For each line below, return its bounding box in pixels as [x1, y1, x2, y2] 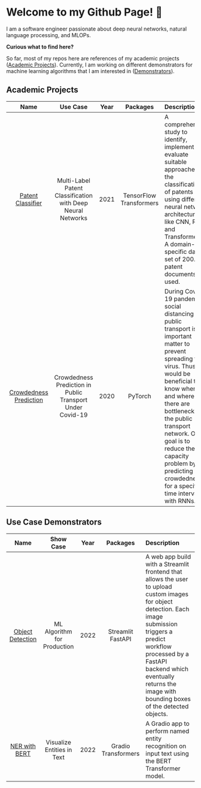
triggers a [145, 627, 173, 635]
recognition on [145, 742, 187, 750]
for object [145, 597, 173, 605]
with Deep [59, 199, 89, 207]
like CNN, [164, 217, 191, 226]
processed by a [145, 650, 190, 658]
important [164, 332, 192, 340]
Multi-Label [56, 176, 91, 184]
